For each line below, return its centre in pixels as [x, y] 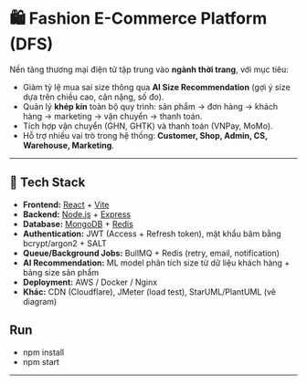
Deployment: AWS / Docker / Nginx [90, 282]
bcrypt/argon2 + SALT [64, 243]
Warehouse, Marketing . [68, 145]
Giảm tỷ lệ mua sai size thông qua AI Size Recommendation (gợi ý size [156, 87]
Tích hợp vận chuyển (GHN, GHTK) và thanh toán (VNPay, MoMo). [148, 126]
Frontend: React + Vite [66, 204]
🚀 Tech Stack [48, 183]
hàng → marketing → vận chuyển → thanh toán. [112, 116]
